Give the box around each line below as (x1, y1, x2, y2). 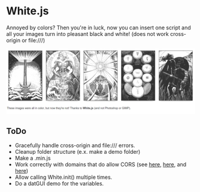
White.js (6, 4, 49, 18)
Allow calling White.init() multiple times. (14, 173, 113, 181)
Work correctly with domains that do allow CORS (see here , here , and (14, 160, 187, 168)
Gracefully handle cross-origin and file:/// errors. (14, 142, 135, 149)
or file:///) (22, 36, 46, 44)
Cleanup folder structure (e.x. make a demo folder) (14, 148, 141, 155)
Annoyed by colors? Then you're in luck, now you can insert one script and (6, 24, 192, 31)
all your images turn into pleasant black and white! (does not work (6, 30, 169, 37)
